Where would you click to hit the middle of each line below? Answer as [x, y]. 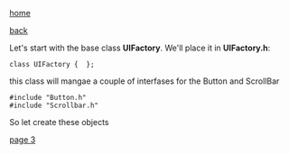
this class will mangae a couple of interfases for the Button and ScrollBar [144, 81]
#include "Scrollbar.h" [54, 105]
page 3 [23, 140]
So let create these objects [59, 122]
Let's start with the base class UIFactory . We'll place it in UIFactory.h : [140, 48]
